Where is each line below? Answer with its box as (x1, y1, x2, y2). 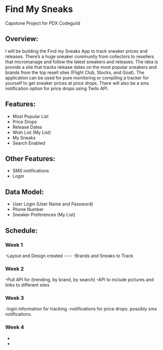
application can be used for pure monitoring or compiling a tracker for (5, 74, 149, 81)
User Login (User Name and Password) (12, 201, 93, 207)
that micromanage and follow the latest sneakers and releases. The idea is (5, 59, 158, 65)
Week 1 (5, 241, 23, 248)
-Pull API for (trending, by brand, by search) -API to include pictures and (5, 277, 154, 283)
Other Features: (5, 154, 55, 163)
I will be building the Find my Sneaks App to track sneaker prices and (5, 48, 147, 54)
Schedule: (5, 226, 38, 235)
